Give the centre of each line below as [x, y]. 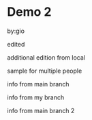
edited [16, 44]
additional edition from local [46, 57]
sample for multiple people [45, 71]
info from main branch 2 [41, 110]
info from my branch [36, 97]
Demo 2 [29, 12]
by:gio [16, 31]
